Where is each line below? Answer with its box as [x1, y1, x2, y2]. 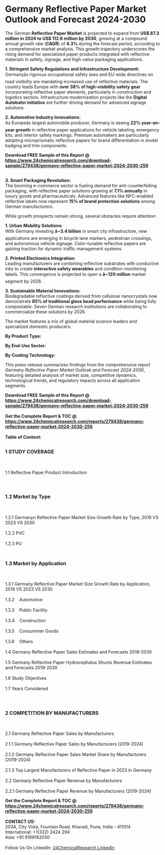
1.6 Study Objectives [5, 675, 47, 681]
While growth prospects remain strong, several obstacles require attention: [5, 213, 157, 219]
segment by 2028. [5, 278, 42, 284]
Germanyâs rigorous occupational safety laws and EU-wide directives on [5, 71, 154, 77]
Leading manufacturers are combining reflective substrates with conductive [5, 260, 159, 266]
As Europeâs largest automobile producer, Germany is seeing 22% [5, 120, 141, 126]
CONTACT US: [5, 819, 35, 824]
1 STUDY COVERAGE [5, 448, 54, 455]
